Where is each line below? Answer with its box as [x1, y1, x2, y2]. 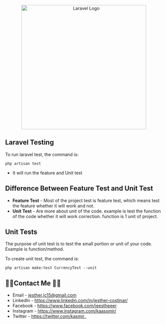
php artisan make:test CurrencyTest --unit [5, 265, 97, 271]
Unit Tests [5, 228, 37, 236]
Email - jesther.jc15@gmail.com [12, 292, 77, 298]
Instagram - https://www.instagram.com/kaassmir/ [12, 308, 116, 314]
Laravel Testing [5, 138, 54, 147]
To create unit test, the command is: [5, 256, 79, 262]
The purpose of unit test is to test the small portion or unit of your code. [5, 241, 153, 247]
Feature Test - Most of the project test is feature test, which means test [12, 197, 160, 204]
